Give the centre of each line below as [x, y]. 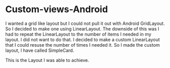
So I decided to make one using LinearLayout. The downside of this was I [82, 28]
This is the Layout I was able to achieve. [47, 60]
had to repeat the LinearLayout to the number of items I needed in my [78, 34]
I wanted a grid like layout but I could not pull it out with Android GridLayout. [85, 23]
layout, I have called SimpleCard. [40, 50]
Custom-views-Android [57, 9]
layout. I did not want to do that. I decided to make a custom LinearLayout [82, 40]
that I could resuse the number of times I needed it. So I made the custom [82, 45]
